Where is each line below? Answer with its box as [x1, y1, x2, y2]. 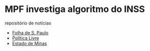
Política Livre [12, 35, 39, 41]
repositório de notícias [5, 20, 52, 26]
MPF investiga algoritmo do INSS [5, 3, 145, 15]
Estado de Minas [12, 40, 47, 46]
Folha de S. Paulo [12, 29, 48, 35]
